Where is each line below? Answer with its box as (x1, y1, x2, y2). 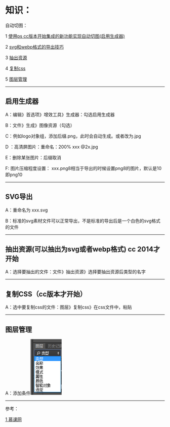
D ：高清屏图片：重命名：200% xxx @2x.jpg (5, 144, 99, 150)
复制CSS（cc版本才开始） (5, 289, 87, 298)
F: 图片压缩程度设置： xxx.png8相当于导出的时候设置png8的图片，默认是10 (5, 165, 162, 171)
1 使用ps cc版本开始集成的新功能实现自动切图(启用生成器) (5, 33, 125, 39)
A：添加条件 (5, 390, 31, 396)
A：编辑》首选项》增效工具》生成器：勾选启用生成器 (5, 111, 115, 117)
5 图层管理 (5, 76, 27, 82)
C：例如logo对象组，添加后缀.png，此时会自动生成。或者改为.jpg (5, 133, 142, 139)
